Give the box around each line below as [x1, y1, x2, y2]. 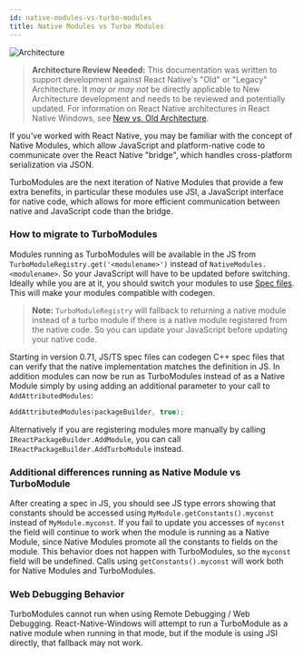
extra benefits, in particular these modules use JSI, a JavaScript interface [9, 186, 284, 197]
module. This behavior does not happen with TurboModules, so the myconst [9, 545, 291, 556]
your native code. [31, 333, 98, 345]
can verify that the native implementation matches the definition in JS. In [9, 360, 280, 372]
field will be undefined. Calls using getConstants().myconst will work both [9, 555, 284, 566]
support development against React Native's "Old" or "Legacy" [31, 74, 268, 84]
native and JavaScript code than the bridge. [9, 205, 174, 216]
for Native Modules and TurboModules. [9, 564, 156, 576]
